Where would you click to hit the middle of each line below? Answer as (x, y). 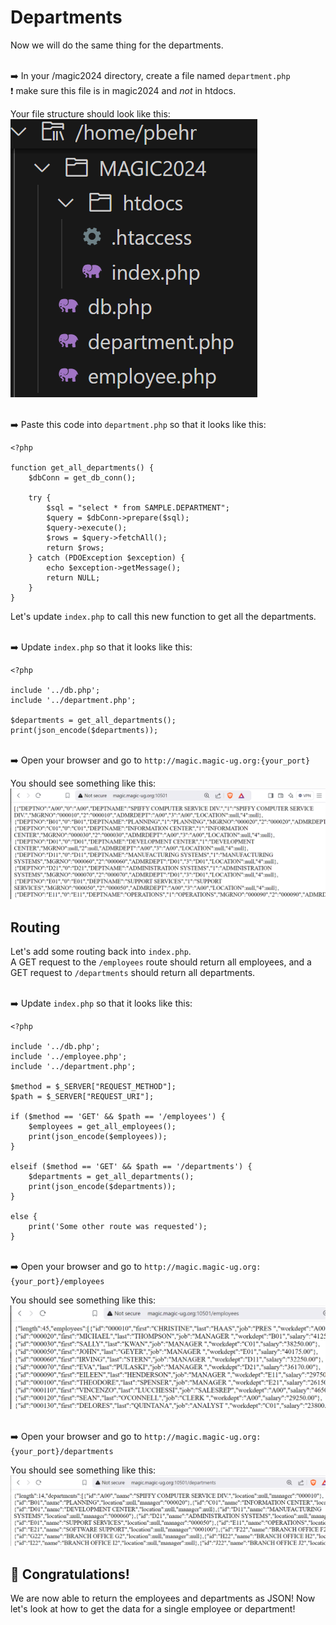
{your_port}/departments (62, 1451)
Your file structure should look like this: (90, 113)
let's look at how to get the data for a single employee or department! (153, 1609)
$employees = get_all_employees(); (102, 1126)
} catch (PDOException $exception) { (107, 557)
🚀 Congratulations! (70, 1574)
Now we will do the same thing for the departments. (117, 45)
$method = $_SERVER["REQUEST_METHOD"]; (93, 1086)
